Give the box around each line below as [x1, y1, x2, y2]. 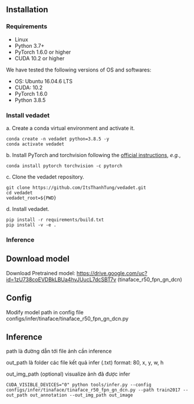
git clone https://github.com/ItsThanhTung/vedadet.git [6, 184, 146, 191]
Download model [6, 254, 70, 264]
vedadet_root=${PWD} [6, 195, 57, 201]
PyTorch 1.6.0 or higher [14, 48, 71, 56]
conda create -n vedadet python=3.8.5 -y [6, 136, 110, 142]
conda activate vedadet [6, 141, 65, 147]
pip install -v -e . [6, 221, 57, 228]
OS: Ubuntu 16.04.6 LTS [14, 77, 73, 84]
